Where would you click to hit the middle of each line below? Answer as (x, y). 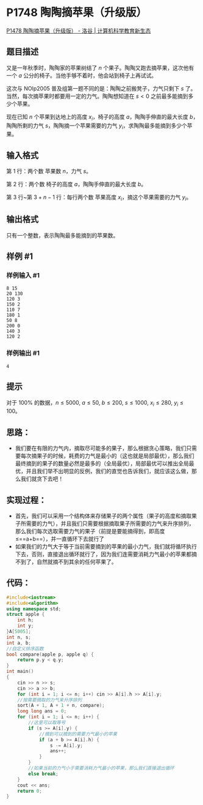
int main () (20, 672)
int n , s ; (19, 637)
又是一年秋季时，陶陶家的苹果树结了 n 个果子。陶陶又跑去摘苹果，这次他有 (100, 67)
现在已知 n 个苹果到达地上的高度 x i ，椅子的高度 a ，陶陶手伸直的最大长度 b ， (102, 117)
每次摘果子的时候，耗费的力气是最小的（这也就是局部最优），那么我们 (107, 456)
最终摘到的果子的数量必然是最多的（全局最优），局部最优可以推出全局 (102, 463)
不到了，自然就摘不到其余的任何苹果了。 (66, 561)
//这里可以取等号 (47, 723)
